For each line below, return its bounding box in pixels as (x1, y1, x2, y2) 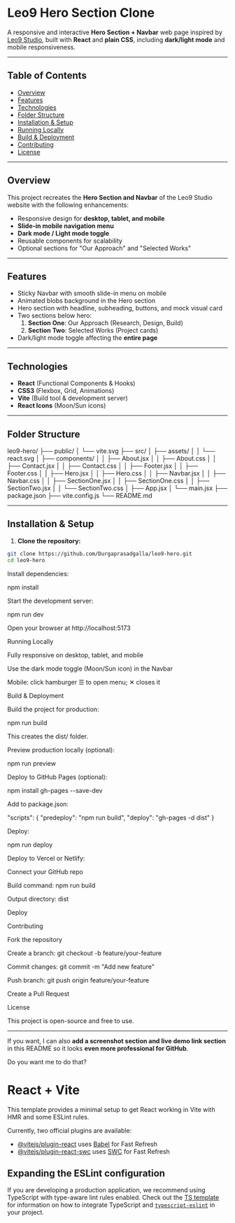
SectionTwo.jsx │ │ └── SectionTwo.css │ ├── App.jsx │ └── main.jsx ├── (7, 484, 228, 492)
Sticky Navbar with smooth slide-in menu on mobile (17, 289, 166, 298)
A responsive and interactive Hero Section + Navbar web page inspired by (7, 28, 222, 36)
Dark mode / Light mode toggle (17, 229, 110, 237)
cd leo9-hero (7, 557, 45, 564)
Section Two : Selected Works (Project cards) (27, 327, 159, 335)
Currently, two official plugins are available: (7, 1126, 132, 1134)
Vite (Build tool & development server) (17, 394, 128, 403)
